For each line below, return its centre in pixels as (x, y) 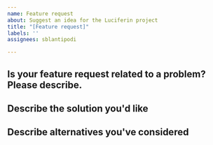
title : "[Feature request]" (48, 26)
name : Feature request (40, 14)
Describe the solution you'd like (78, 108)
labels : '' (23, 33)
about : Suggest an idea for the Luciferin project (83, 20)
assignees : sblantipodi (42, 40)
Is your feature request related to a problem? (106, 74)
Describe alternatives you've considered (98, 132)
